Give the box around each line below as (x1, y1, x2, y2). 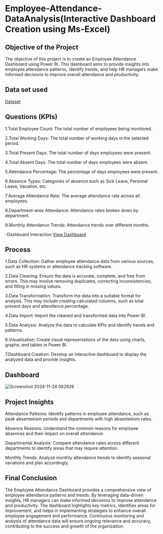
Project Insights (5, 398, 54, 406)
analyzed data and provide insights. (5, 356, 76, 362)
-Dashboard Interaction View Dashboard (5, 231, 86, 237)
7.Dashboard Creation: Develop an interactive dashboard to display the (5, 352, 147, 357)
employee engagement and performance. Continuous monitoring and (5, 513, 145, 518)
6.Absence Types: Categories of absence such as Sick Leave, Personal (5, 178, 148, 184)
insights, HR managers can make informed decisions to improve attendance (5, 497, 157, 503)
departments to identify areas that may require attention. (5, 445, 118, 451)
